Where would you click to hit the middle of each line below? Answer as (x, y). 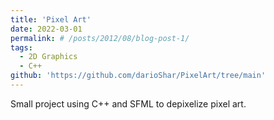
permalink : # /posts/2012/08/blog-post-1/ (100, 38)
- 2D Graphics (48, 57)
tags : (21, 47)
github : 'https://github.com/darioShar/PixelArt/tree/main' (138, 76)
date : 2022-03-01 (46, 29)
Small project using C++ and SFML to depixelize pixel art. (128, 103)
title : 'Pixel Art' (51, 19)
